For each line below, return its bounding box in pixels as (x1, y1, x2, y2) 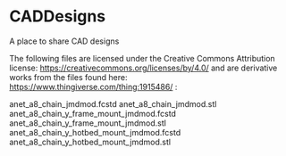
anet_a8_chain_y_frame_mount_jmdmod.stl (9, 118, 167, 128)
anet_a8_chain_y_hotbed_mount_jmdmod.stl (9, 136, 172, 147)
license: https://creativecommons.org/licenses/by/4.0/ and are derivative (9, 62, 278, 73)
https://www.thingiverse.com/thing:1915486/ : (9, 81, 178, 92)
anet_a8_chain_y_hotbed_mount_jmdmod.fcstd (9, 127, 181, 137)
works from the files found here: (9, 71, 128, 82)
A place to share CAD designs (9, 36, 120, 46)
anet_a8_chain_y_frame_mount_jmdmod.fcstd (9, 108, 177, 119)
